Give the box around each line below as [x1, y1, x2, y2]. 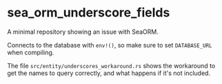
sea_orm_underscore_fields [7, 5, 170, 21]
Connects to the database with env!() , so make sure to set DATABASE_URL [7, 41, 212, 49]
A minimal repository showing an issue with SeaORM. [7, 28, 159, 36]
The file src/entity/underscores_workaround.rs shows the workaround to [7, 61, 216, 70]
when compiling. [7, 48, 54, 56]
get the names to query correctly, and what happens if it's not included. [7, 69, 211, 77]
